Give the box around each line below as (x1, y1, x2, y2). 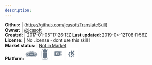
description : (5, 8, 32, 13)
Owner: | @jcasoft (5, 27, 42, 32)
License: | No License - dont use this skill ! (5, 37, 91, 43)
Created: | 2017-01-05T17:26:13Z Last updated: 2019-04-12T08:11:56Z (5, 32, 147, 38)
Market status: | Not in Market (5, 42, 67, 48)
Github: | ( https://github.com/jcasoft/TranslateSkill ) (5, 22, 108, 28)
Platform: (5, 55, 24, 61)
